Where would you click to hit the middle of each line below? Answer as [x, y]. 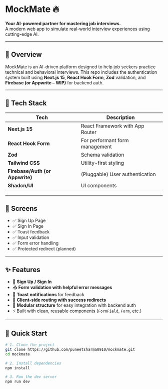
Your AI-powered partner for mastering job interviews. [63, 23]
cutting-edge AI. [22, 34]
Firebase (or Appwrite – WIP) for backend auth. [54, 83]
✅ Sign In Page [28, 226]
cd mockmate [17, 354]
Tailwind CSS [24, 163]
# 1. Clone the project [30, 345]
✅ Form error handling [35, 243]
